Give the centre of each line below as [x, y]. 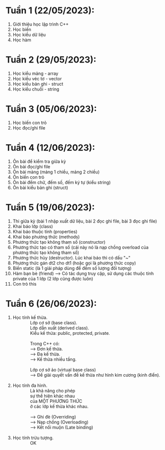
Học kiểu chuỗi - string [36, 89]
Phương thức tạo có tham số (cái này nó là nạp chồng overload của [81, 247]
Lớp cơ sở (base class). [54, 322]
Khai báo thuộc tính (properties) [45, 231]
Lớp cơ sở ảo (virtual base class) [63, 370]
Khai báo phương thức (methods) [46, 237]
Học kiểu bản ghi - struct [38, 84]
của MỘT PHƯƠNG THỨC [56, 401]
